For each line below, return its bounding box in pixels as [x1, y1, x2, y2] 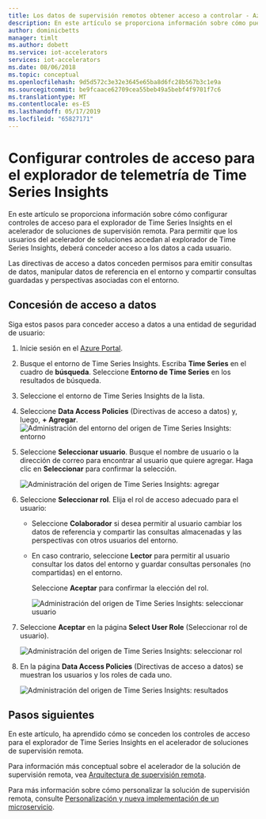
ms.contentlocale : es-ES [8, 100, 90, 108]
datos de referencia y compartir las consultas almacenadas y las [31, 527, 242, 536]
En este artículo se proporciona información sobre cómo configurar [8, 209, 228, 218]
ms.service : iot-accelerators [8, 48, 108, 56]
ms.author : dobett [8, 41, 69, 49]
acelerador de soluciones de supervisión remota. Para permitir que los [8, 226, 238, 235]
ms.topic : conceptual [8, 71, 80, 79]
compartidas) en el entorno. [31, 567, 123, 577]
